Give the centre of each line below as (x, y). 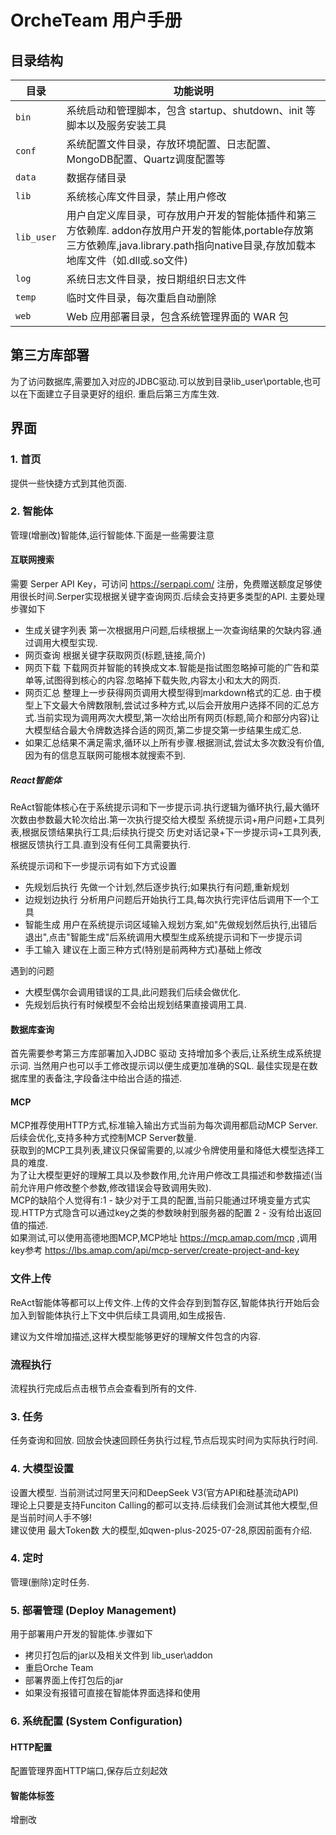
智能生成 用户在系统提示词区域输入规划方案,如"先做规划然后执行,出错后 (171, 924)
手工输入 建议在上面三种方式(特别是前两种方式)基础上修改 (143, 949)
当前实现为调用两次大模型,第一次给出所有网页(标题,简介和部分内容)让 (178, 717)
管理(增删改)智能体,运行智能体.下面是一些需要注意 (112, 535)
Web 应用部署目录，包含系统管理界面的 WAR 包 (177, 316)
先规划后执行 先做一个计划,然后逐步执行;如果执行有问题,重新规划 (157, 887)
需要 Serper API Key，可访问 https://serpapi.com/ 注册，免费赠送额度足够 (162, 584)
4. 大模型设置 (42, 1469)
